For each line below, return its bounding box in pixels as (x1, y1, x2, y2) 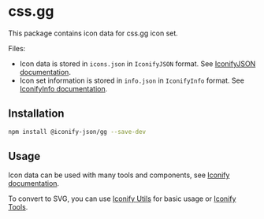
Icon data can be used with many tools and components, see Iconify (8, 170, 230, 180)
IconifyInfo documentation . (19, 84, 108, 93)
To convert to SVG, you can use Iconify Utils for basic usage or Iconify (8, 194, 236, 203)
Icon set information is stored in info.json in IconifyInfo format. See (19, 76, 244, 85)
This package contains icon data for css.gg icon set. (8, 28, 179, 38)
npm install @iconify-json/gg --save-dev (8, 128, 147, 135)
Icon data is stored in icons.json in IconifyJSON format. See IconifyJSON (19, 58, 256, 69)
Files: (8, 43, 26, 53)
